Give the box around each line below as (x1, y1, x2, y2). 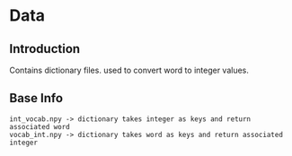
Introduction (9, 41, 81, 56)
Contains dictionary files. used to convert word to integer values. (9, 65, 250, 75)
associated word (9, 122, 70, 131)
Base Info (9, 91, 64, 106)
